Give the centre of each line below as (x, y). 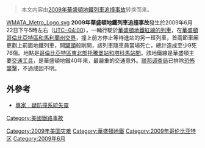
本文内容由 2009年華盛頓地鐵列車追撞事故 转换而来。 (87, 9)
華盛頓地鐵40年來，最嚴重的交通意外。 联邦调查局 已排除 (114, 61)
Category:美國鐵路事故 (35, 118)
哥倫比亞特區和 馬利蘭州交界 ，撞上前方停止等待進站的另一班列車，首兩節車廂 (103, 38)
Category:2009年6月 (39, 138)
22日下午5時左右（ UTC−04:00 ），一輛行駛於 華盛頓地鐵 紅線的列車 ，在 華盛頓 (102, 30)
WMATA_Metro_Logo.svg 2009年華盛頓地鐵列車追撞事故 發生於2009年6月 (100, 23)
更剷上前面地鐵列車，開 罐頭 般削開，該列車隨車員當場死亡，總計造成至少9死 (102, 45)
